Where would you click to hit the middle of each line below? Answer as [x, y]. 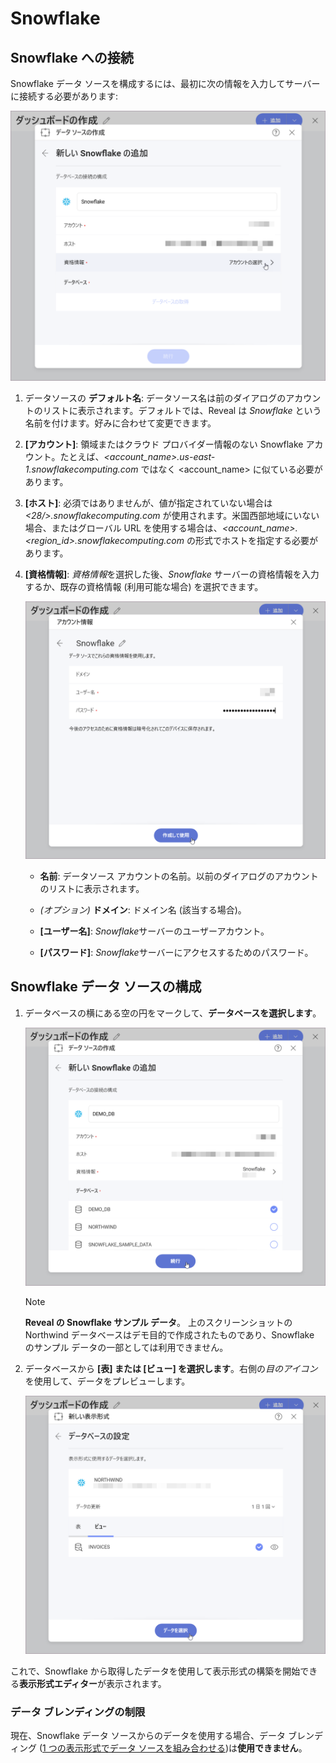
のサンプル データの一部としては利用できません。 [126, 1348]
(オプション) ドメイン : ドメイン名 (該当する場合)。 [143, 909]
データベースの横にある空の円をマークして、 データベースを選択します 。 [173, 1013]
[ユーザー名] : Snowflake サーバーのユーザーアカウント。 [154, 931]
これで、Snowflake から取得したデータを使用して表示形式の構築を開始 [155, 1671]
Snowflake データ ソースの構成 [106, 987]
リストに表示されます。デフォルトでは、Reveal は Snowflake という [182, 411]
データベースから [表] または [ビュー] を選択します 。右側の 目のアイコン [171, 1369]
